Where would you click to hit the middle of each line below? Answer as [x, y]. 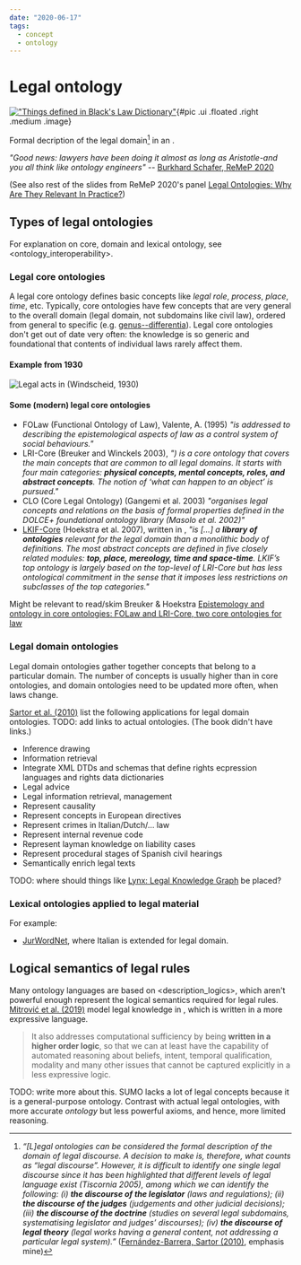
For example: [34, 923]
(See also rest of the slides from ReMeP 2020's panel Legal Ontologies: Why [150, 184]
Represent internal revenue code [82, 834]
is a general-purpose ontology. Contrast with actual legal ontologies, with [145, 1101]
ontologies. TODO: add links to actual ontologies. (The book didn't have [141, 721]
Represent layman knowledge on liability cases [109, 843]
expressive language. [49, 1018]
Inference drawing [56, 748]
